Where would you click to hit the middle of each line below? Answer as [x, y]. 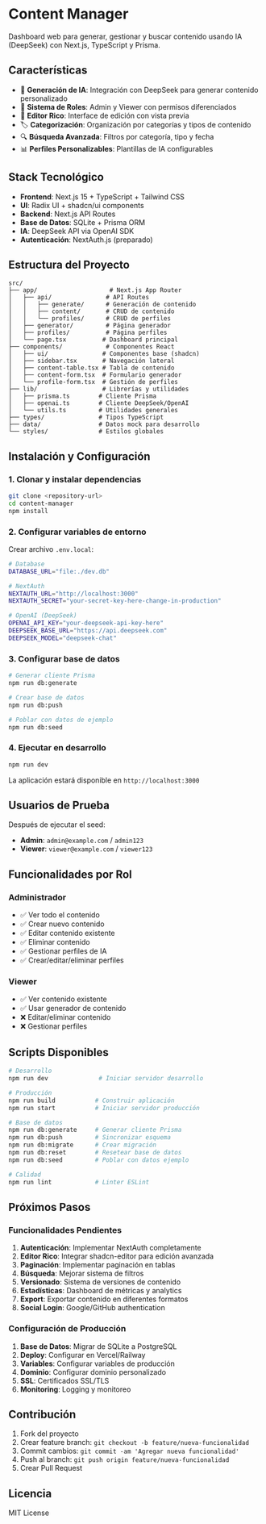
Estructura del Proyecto [69, 264]
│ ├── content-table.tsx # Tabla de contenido [91, 368]
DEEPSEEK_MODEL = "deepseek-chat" [62, 638]
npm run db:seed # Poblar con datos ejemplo [99, 1160]
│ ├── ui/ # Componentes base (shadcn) [104, 354]
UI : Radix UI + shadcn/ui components [82, 205]
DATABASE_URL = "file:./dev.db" [59, 571]
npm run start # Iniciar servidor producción [104, 1108]
